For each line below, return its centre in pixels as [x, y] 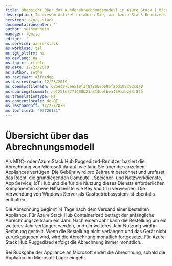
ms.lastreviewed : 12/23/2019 [36, 82]
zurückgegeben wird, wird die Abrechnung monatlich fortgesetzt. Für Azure [85, 237]
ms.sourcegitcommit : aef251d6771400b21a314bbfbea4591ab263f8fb [74, 91]
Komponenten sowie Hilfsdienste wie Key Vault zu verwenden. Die [75, 188]
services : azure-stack [29, 20]
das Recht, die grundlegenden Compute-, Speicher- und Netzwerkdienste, [84, 178]
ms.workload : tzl [24, 48]
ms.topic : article [25, 63]
